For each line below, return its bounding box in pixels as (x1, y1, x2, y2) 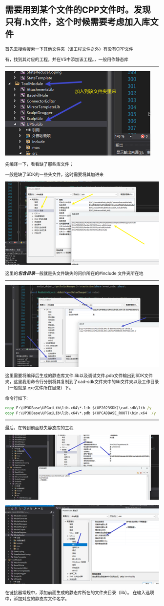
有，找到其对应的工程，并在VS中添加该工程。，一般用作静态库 (5, 56, 128, 62)
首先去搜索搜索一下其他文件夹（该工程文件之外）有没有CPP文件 (5, 46, 134, 52)
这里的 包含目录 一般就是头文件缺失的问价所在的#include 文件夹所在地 (5, 270, 143, 276)
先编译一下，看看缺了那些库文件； (5, 161, 74, 167)
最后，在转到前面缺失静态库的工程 (5, 425, 74, 431)
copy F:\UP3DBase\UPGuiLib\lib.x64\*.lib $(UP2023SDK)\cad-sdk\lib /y (5, 406, 152, 411)
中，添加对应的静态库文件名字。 (5, 595, 69, 601)
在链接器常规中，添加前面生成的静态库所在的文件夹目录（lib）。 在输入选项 (5, 589, 155, 595)
